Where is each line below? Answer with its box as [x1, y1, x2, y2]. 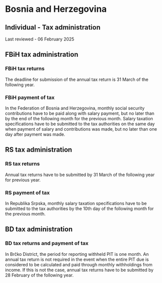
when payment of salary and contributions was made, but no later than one [5, 126, 157, 132]
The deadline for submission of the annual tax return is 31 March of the [5, 76, 149, 82]
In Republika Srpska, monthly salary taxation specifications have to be [5, 200, 147, 206]
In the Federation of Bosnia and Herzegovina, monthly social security [5, 105, 145, 111]
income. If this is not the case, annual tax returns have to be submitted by [5, 267, 154, 273]
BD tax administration [5, 225, 73, 234]
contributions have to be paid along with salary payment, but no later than [5, 110, 155, 116]
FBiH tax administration [5, 50, 79, 59]
